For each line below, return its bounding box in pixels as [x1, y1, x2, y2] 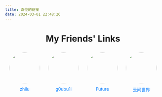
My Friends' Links [45, 33, 121, 44]
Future [95, 86, 110, 92]
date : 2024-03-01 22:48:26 [5, 12, 61, 17]
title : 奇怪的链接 [5, 7, 40, 12]
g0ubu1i [55, 86, 72, 92]
